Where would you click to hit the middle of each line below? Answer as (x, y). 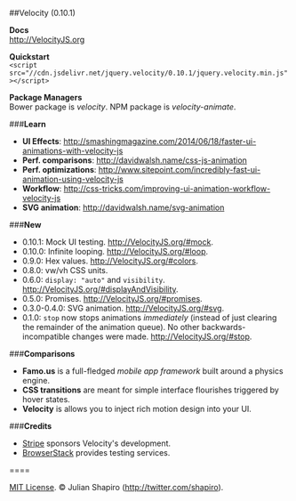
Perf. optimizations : (59, 170)
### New (25, 225)
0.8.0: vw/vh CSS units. (65, 270)
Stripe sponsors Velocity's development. (96, 443)
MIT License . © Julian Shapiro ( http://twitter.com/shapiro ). (116, 487)
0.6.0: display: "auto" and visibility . (94, 280)
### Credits (31, 426)
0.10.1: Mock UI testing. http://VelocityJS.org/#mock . (117, 242)
